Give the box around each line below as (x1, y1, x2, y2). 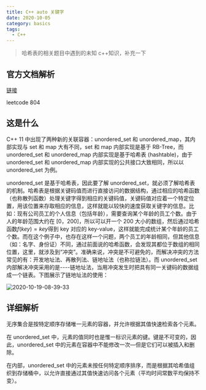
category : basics (6, 20, 51, 26)
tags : (6, 26, 20, 32)
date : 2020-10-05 (6, 15, 51, 21)
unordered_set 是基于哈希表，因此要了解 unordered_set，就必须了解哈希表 (6, 179, 195, 186)
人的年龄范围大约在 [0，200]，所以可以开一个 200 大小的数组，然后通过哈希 (6, 217, 200, 224)
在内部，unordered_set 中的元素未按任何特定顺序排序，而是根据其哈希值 (6, 361, 189, 369)
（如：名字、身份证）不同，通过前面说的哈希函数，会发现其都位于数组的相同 (6, 240, 200, 248)
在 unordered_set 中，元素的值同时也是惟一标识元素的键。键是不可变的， (6, 333, 191, 340)
